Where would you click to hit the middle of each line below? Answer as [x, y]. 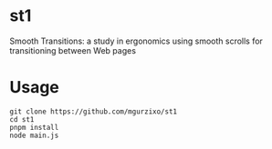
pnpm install [34, 127]
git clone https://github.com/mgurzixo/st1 [94, 111]
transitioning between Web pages [73, 50]
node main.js [34, 135]
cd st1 [22, 119]
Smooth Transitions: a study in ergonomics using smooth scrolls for [136, 41]
